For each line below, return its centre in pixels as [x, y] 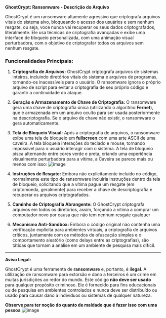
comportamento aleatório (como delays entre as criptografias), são [81, 240]
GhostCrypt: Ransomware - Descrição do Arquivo [57, 7]
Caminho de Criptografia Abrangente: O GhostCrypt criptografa [78, 204]
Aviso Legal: [18, 260]
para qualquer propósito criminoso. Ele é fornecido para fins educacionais [81, 285]
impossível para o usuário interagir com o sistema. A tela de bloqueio [83, 149]
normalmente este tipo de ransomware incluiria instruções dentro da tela [86, 179]
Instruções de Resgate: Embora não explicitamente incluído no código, [85, 174]
